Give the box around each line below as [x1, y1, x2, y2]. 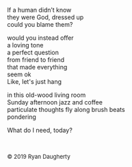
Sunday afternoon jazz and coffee [7, 98, 103, 106]
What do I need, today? [7, 126, 73, 134]
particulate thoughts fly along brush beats [7, 106, 125, 113]
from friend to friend [7, 56, 65, 64]
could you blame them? [7, 21, 73, 28]
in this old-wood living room [7, 91, 86, 99]
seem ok [7, 70, 31, 78]
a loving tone [7, 41, 44, 49]
